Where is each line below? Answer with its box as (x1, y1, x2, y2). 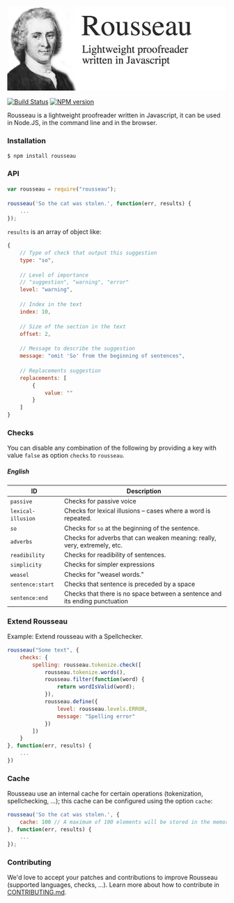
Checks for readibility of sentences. (63, 551, 166, 559)
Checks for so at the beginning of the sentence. (63, 524, 200, 532)
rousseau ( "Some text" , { (7, 646, 79, 654)
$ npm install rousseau (7, 153, 77, 160)
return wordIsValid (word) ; (56, 684, 136, 691)
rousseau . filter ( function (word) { (44, 676, 145, 683)
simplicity (10, 561, 42, 568)
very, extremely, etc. (63, 541, 123, 549)
